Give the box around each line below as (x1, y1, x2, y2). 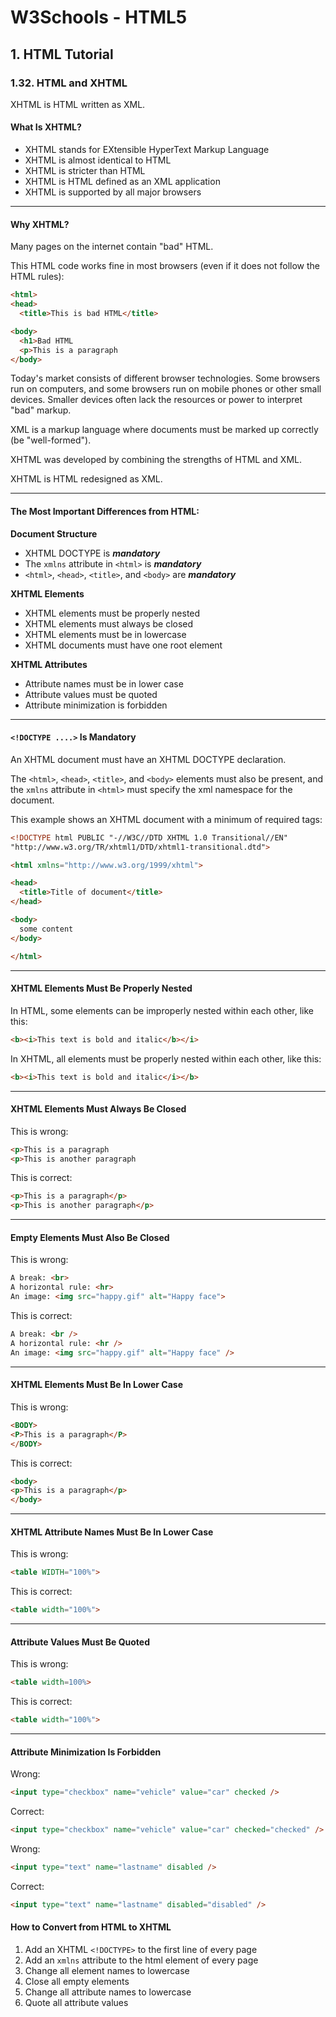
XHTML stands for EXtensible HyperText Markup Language (24, 144, 270, 156)
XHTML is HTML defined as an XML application (24, 176, 221, 188)
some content (19, 924, 74, 934)
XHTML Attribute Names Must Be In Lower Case (10, 1526, 214, 1538)
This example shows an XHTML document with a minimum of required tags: (10, 813, 323, 825)
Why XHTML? (10, 218, 70, 230)
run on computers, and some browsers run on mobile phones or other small (10, 383, 322, 395)
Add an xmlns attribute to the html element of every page (24, 1954, 259, 1966)
